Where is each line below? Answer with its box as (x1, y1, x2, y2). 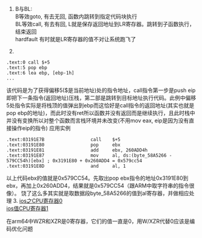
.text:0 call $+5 (6, 59, 50, 65)
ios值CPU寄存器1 (6, 205, 49, 212)
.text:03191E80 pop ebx (6, 142, 121, 148)
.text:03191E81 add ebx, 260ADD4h (6, 147, 148, 153)
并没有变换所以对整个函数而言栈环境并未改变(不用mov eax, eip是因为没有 (6, 117, 189, 124)
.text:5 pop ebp (6, 65, 47, 71)
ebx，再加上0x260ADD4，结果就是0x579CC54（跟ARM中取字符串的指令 (6, 182, 189, 189)
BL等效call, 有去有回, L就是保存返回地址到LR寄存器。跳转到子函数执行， (15, 21, 195, 27)
